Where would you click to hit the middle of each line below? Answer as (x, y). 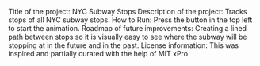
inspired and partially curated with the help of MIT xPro (98, 54)
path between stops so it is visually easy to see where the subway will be (128, 37)
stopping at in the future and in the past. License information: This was (124, 45)
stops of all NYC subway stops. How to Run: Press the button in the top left (130, 20)
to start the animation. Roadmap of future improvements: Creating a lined (128, 28)
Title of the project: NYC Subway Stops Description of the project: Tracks (128, 12)
